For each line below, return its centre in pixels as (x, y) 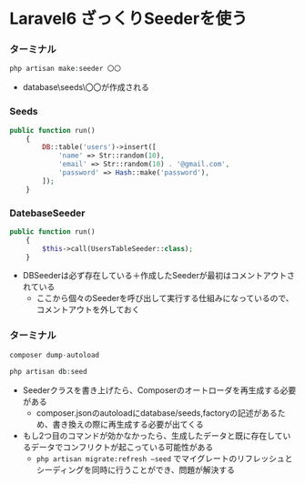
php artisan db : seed (49, 371)
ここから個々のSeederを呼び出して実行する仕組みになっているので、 (165, 298)
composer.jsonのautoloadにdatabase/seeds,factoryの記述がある (157, 413)
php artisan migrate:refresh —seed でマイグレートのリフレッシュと (164, 458)
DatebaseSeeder (47, 213)
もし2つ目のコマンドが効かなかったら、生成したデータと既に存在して (152, 435)
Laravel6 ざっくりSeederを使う (128, 19)
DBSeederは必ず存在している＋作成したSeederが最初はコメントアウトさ (159, 276)
